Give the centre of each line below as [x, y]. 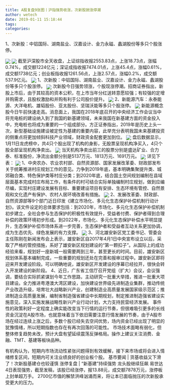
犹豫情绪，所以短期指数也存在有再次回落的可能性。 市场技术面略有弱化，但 [83, 328]
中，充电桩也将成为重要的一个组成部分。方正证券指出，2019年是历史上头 [81, 124]
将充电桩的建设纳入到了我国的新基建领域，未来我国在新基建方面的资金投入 [83, 118]
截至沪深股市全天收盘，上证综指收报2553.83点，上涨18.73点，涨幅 [87, 61]
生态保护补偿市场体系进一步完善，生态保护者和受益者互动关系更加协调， [89, 226]
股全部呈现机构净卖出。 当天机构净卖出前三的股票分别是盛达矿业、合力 [82, 150]
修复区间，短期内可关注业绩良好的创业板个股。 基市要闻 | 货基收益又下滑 [85, 357]
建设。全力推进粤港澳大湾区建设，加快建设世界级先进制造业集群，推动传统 [87, 283]
